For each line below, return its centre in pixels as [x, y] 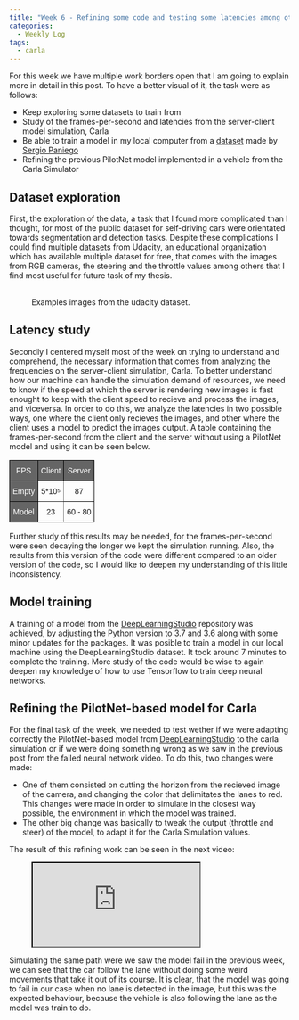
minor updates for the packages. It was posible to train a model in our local [146, 642]
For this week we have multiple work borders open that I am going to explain [149, 76]
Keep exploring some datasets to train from [101, 112]
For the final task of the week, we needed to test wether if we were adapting [149, 730]
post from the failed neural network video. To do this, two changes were [141, 758]
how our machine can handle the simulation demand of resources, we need [148, 380]
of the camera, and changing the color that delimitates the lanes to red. [152, 794]
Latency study [50, 330]
